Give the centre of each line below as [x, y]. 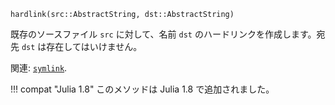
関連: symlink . [39, 68]
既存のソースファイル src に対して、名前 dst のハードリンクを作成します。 [163, 34]
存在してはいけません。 [94, 46]
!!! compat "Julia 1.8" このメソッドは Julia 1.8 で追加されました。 [142, 89]
